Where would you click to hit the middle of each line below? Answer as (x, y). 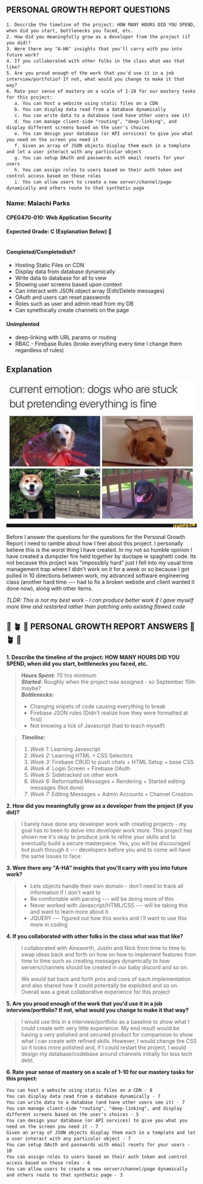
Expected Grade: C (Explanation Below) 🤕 (59, 231)
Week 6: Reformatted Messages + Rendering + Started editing (108, 781)
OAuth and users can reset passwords (63, 297)
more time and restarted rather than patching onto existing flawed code (96, 607)
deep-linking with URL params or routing (66, 338)
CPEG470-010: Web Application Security (59, 218)
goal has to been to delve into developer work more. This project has (107, 831)
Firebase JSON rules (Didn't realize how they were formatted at (109, 713)
